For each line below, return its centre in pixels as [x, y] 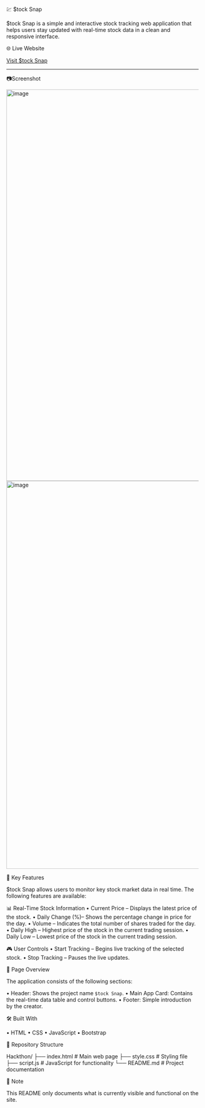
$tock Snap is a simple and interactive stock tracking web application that [99, 23]
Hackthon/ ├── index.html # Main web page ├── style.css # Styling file [97, 1056]
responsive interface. [33, 36]
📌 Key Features [25, 878]
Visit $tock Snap [27, 60]
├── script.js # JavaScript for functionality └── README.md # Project [95, 1063]
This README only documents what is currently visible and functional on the [103, 1093]
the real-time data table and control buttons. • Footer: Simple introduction [99, 1000]
